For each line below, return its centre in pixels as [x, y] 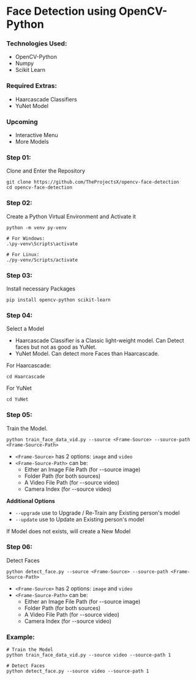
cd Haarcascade [26, 377]
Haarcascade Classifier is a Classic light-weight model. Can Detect [100, 341]
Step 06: [19, 547]
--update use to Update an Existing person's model [80, 519]
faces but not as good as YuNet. [56, 347]
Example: [21, 637]
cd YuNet [17, 400]
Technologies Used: [37, 44]
